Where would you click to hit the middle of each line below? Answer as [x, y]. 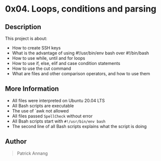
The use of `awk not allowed [40, 111]
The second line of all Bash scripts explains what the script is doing [79, 126]
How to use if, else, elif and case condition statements [66, 63]
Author [16, 142]
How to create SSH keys [36, 48]
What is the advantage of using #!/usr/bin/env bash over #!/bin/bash [80, 53]
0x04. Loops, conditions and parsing [81, 9]
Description [23, 27]
